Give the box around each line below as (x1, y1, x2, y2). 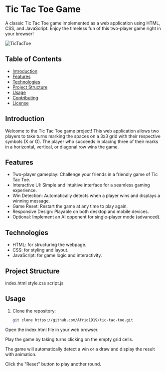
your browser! (5, 30, 34, 36)
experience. (12, 187, 37, 193)
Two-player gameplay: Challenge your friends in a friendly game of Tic (12, 171, 158, 177)
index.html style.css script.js (5, 280, 64, 286)
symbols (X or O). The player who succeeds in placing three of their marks (5, 138, 159, 144)
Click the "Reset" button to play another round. (5, 361, 101, 367)
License (12, 100, 29, 106)
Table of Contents (5, 55, 62, 63)
